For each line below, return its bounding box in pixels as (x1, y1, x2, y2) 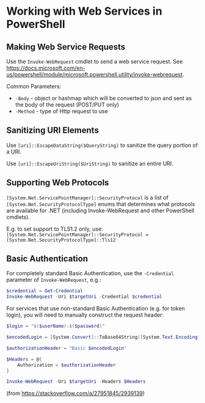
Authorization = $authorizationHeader (17, 362, 116, 368)
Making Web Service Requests (6, 42, 126, 52)
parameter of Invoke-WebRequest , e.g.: (6, 276, 101, 284)
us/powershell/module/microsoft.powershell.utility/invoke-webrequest (6, 71, 183, 78)
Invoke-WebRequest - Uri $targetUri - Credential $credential (6, 294, 163, 300)
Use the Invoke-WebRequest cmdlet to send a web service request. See (6, 58, 183, 65)
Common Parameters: (6, 83, 62, 90)
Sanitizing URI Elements (6, 125, 99, 136)
